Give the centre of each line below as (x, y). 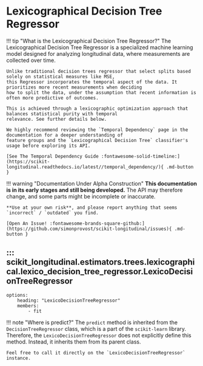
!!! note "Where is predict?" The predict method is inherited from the (92, 322)
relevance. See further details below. (57, 119)
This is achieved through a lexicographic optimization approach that (97, 108)
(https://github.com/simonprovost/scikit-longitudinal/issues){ (89, 229)
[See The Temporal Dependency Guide (52, 156)
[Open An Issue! (27, 223)
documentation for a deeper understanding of (65, 135)
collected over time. (31, 60)
